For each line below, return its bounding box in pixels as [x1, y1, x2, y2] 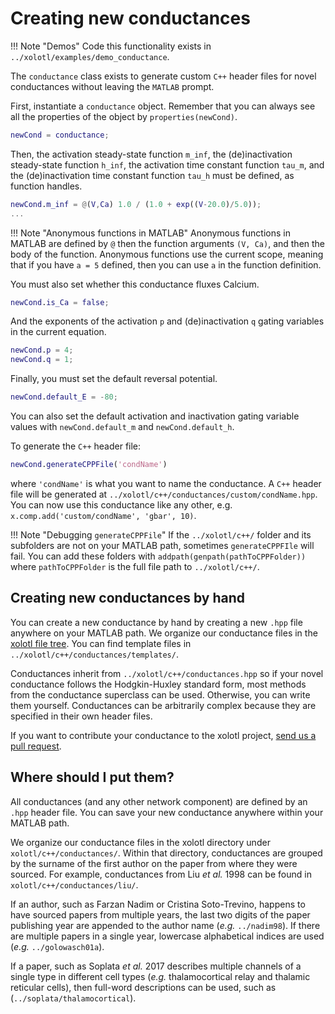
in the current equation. [10, 326, 107, 338]
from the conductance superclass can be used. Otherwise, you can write [10, 688, 311, 701]
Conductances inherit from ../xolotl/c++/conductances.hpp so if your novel [10, 667, 324, 679]
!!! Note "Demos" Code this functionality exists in [10, 40, 212, 52]
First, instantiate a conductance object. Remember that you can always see [10, 100, 316, 112]
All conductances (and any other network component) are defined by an [10, 795, 308, 807]
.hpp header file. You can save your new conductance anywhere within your [10, 806, 324, 818]
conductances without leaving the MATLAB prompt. [10, 80, 215, 92]
